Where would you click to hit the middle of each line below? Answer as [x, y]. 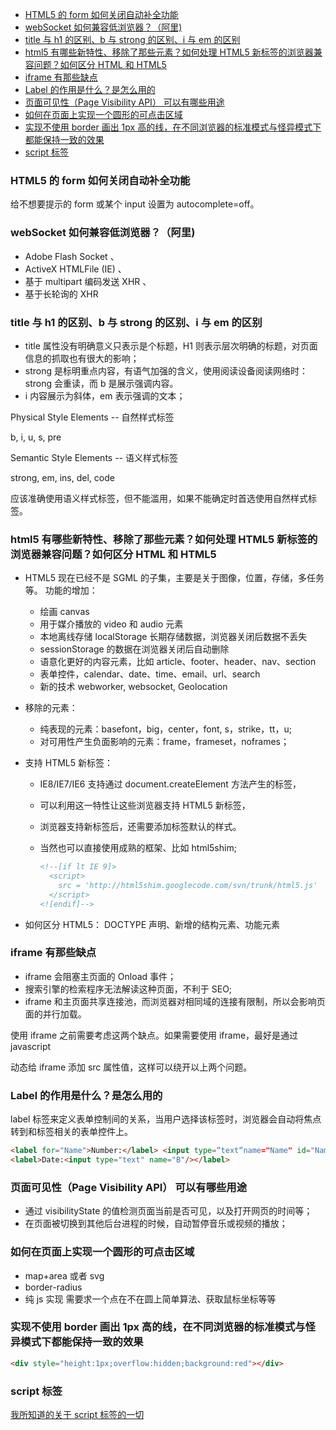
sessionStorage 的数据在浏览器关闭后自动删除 [134, 649]
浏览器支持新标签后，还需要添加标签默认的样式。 [140, 827]
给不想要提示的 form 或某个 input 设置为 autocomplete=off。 [135, 204]
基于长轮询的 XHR [61, 294]
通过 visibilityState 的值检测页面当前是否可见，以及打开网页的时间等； [168, 1211]
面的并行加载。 [55, 1014]
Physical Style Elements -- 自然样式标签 [92, 417]
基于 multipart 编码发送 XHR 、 [88, 281]
